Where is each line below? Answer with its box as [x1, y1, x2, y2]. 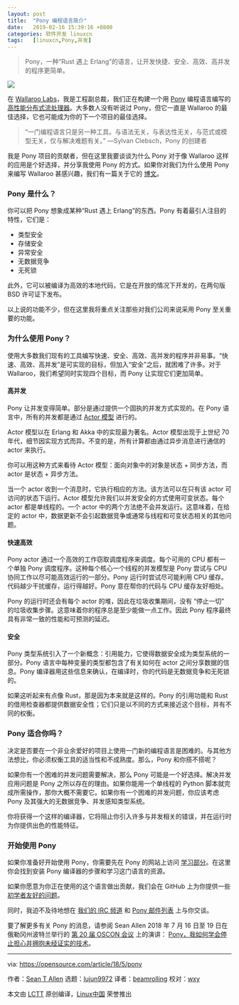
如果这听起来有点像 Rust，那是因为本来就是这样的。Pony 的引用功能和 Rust [7, 691, 228, 700]
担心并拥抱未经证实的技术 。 [13, 939, 95, 947]
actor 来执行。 [7, 446, 50, 454]
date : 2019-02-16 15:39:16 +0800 [7, 23, 113, 31]
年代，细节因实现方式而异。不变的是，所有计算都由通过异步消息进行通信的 [7, 436, 225, 445]
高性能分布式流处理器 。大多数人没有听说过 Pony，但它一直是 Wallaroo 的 [7, 104, 222, 112]
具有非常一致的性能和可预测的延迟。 [7, 615, 114, 623]
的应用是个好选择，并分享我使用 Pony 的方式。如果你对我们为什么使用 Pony [7, 161, 230, 169]
